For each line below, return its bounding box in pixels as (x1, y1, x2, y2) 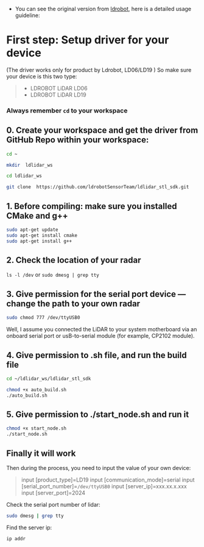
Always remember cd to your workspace (6, 106, 128, 115)
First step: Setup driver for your (6, 33, 169, 47)
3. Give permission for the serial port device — (6, 288, 186, 299)
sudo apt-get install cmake (6, 232, 78, 238)
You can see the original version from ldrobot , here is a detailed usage (15, 6, 192, 12)
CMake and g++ (6, 210, 68, 221)
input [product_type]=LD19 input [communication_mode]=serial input (21, 476, 195, 483)
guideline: (15, 12, 41, 19)
